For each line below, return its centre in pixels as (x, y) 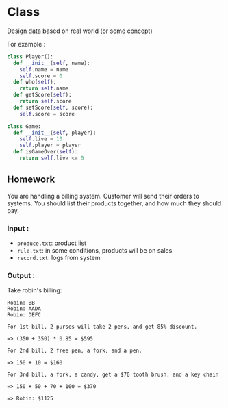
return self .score (46, 101)
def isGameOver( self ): (46, 152)
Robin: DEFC (24, 315)
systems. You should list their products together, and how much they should (114, 203)
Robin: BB (21, 303)
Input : (18, 228)
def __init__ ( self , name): (52, 63)
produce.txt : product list (52, 243)
